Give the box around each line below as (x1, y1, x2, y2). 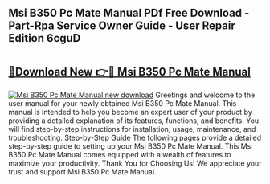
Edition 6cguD (8, 31, 81, 45)
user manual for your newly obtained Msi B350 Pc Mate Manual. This (8, 99, 237, 108)
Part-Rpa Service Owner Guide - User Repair (8, 19, 235, 33)
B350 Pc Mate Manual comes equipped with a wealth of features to (8, 150, 231, 159)
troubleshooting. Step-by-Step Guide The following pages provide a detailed (8, 133, 262, 142)
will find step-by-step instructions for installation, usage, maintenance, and (8, 125, 256, 133)
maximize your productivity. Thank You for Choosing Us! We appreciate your (8, 158, 262, 168)
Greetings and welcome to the (155, 90, 256, 100)
